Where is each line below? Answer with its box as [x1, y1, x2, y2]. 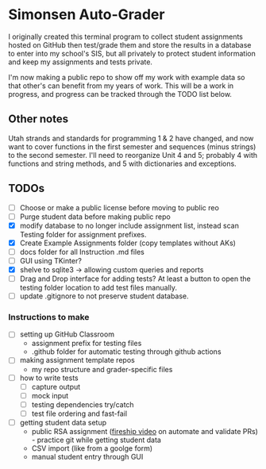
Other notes [8, 113, 69, 126]
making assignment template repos [19, 356, 135, 365]
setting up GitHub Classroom [19, 329, 115, 339]
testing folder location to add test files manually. [19, 283, 177, 293]
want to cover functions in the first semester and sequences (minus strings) [8, 141, 256, 152]
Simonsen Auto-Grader [8, 6, 165, 24]
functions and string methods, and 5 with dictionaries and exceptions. [8, 159, 237, 168]
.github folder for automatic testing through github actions [31, 347, 222, 356]
